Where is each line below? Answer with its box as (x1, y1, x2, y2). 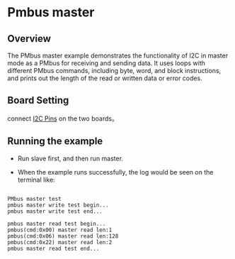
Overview (7, 33, 52, 45)
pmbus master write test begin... (7, 202, 110, 209)
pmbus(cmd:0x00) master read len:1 (7, 226, 113, 233)
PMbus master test (7, 195, 62, 202)
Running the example (7, 136, 103, 148)
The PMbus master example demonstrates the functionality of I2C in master (7, 51, 229, 60)
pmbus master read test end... (7, 245, 100, 252)
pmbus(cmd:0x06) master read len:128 (7, 232, 119, 240)
